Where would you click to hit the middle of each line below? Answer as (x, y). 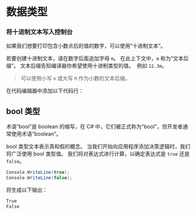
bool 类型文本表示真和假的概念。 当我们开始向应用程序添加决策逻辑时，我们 (98, 146)
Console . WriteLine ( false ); (39, 178)
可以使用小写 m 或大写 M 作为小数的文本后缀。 (75, 78)
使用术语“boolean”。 (36, 134)
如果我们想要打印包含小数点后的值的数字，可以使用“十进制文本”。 (86, 46)
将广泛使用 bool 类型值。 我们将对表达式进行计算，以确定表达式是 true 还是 (98, 154)
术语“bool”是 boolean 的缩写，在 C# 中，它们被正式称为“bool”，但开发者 (94, 127)
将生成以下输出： (27, 190)
